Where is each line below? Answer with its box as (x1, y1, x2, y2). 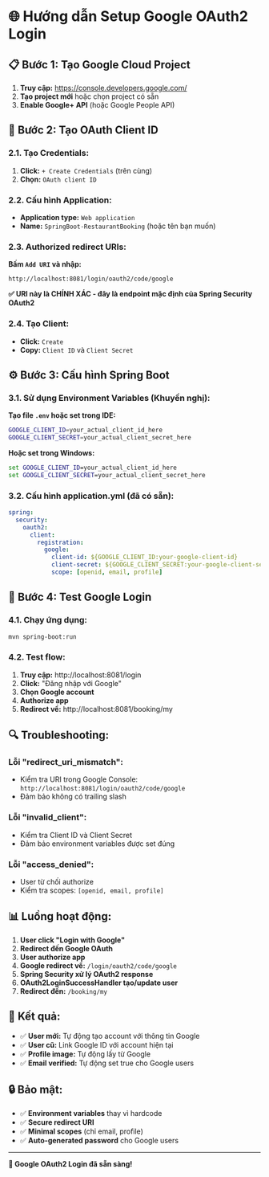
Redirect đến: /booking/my (19, 986, 108, 995)
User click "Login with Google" (19, 935, 126, 945)
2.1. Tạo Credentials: (8, 148, 90, 159)
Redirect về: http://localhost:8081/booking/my (19, 704, 174, 713)
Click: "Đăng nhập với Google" (19, 678, 122, 688)
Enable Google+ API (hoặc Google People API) (19, 100, 175, 109)
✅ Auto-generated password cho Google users (19, 1135, 179, 1145)
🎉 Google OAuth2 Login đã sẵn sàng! (8, 1159, 133, 1168)
